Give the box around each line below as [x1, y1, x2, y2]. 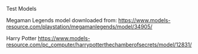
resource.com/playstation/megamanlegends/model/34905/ [6, 23, 153, 30]
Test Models [6, 5, 37, 12]
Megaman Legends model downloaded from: [6, 17, 117, 23]
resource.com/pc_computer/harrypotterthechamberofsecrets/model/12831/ [6, 41, 192, 48]
